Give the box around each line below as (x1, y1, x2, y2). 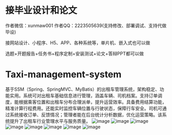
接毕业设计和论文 (5, 5, 78, 16)
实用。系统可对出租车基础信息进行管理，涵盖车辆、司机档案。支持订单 (9, 92, 158, 98)
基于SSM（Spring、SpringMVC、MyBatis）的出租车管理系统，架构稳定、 (5, 86, 160, 92)
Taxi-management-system (5, 69, 122, 80)
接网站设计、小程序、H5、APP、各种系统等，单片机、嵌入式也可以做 (5, 39, 150, 46)
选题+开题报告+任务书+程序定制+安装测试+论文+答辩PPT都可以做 (5, 50, 144, 57)
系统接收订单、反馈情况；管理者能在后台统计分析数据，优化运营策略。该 (9, 112, 162, 118)
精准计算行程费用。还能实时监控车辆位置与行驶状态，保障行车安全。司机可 (5, 105, 162, 111)
